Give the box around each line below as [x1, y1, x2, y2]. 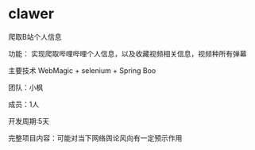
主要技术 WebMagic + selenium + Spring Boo [8, 65, 156, 75]
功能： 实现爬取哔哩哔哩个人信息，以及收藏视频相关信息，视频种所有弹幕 [8, 48, 247, 58]
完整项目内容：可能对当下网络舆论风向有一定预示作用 [8, 133, 183, 143]
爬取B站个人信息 [8, 32, 62, 41]
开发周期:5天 [8, 116, 50, 125]
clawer [8, 5, 54, 23]
